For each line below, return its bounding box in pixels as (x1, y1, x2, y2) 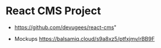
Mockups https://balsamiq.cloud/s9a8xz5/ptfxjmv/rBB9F (14, 35, 155, 42)
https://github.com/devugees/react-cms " (14, 24, 117, 31)
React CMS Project (5, 4, 102, 18)
